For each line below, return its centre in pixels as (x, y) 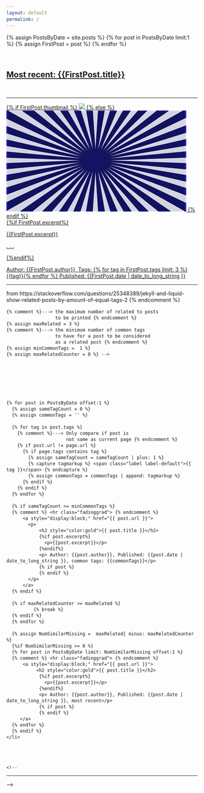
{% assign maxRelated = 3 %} (43, 324)
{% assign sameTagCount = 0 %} (51, 409)
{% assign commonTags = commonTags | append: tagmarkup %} (104, 476)
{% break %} (48, 610)
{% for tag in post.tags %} (47, 427)
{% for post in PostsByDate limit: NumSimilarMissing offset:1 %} (97, 652)
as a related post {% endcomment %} (101, 342)
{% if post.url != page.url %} (57, 446)
